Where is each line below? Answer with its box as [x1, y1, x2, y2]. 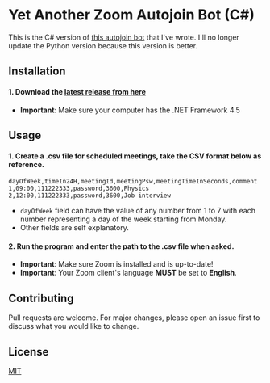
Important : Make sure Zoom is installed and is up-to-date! [19, 259, 214, 269]
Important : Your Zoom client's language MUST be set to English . [19, 268, 237, 278]
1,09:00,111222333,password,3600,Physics [8, 184, 150, 193]
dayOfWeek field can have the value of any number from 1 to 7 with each [19, 206, 256, 216]
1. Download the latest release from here [8, 86, 147, 96]
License [8, 345, 49, 359]
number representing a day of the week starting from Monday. [19, 214, 227, 224]
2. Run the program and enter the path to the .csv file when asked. [8, 241, 235, 251]
